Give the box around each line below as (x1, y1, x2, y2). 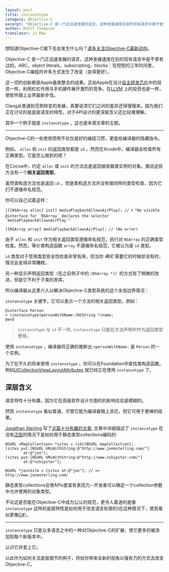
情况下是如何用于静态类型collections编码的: (27, 431, 117, 437)
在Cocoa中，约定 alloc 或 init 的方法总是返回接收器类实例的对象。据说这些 (5, 163, 163, 169)
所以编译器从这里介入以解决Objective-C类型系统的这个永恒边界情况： (5, 287, 149, 293)
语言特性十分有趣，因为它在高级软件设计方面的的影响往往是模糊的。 (5, 397, 146, 403)
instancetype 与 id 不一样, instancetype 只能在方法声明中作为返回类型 (17, 327, 163, 332)
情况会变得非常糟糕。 (5, 259, 49, 266)
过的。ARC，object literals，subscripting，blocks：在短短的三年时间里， (5, 63, 157, 68)
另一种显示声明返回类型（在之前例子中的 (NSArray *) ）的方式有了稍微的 (5, 271, 155, 276)
